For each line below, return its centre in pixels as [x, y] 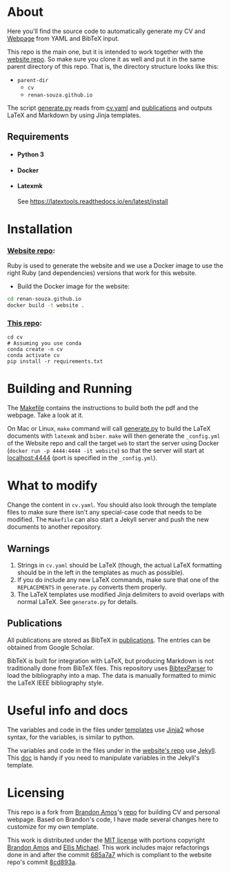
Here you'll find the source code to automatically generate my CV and [106, 31]
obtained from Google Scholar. [51, 647]
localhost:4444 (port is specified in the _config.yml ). [82, 458]
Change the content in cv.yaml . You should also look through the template [112, 505]
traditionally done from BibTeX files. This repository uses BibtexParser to [110, 668]
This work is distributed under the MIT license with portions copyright [106, 840]
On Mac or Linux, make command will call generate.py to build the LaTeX [109, 429]
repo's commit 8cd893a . [42, 862]
